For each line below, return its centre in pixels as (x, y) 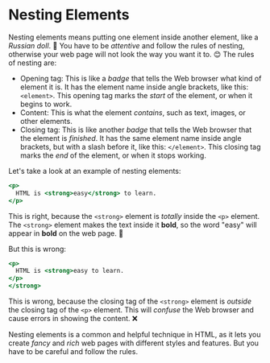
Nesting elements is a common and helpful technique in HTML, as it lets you (135, 335)
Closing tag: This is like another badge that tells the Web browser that (136, 130)
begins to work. (46, 104)
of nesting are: (33, 63)
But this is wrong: (37, 249)
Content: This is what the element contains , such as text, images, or (133, 112)
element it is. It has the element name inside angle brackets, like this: (134, 87)
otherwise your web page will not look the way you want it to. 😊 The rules (131, 54)
